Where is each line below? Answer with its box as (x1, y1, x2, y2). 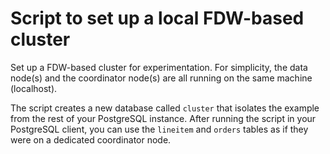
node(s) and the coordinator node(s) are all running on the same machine (10, 72, 313, 84)
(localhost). (10, 82, 58, 94)
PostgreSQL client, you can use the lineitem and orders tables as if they (10, 123, 309, 135)
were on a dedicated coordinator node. (10, 133, 172, 146)
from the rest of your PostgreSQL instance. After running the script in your (10, 112, 317, 124)
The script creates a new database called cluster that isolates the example (10, 102, 320, 114)
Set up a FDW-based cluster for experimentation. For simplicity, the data (10, 61, 308, 73)
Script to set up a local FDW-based (10, 7, 305, 30)
